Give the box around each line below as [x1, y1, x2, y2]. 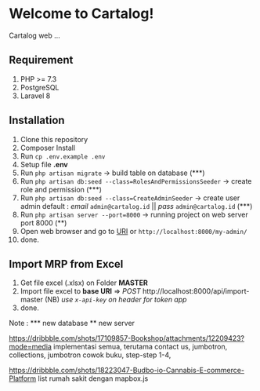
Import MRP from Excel [9, 257, 124, 271]
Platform [9, 374, 37, 383]
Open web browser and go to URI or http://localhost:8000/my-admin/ [20, 226, 247, 236]
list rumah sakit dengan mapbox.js [38, 374, 149, 383]
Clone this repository [20, 134, 88, 144]
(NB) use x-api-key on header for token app [45, 295, 187, 305]
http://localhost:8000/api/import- [143, 287, 250, 296]
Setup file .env [20, 159, 69, 169]
